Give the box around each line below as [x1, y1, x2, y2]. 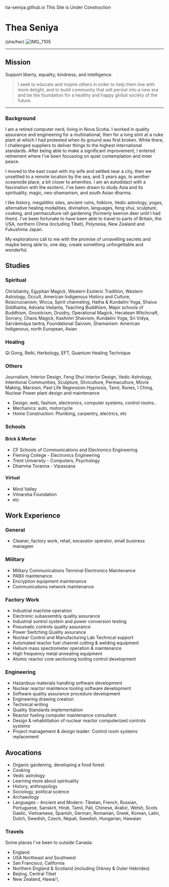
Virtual [5, 475, 20, 481]
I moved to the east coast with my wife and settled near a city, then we [5, 168, 152, 174]
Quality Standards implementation [12, 707, 83, 713]
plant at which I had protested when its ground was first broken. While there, [5, 137, 164, 143]
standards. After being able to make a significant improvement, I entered [5, 148, 155, 154]
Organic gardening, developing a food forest [12, 762, 105, 768]
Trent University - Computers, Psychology [12, 457, 100, 464]
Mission [5, 58, 31, 67]
